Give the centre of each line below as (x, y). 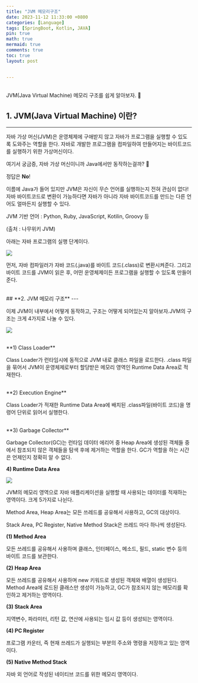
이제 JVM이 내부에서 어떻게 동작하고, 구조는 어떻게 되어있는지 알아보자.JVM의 (96, 311)
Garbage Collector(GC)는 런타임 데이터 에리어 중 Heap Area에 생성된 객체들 (95, 443)
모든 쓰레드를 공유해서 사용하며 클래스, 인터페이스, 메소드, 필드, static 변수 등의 (97, 549)
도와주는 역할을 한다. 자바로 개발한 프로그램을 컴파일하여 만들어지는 (89, 144)
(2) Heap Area (24, 568)
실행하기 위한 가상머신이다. (43, 152)
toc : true (18, 55)
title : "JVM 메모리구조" (33, 12)
